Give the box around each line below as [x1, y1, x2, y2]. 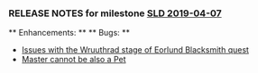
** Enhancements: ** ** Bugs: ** [8, 28, 131, 38]
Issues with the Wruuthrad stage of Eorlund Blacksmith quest [21, 45, 250, 55]
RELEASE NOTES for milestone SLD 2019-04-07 [8, 7, 222, 20]
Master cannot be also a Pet [21, 54, 127, 65]
